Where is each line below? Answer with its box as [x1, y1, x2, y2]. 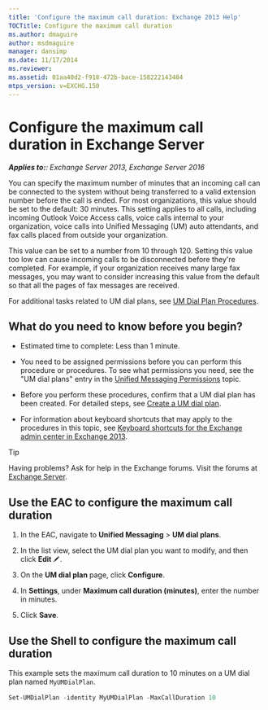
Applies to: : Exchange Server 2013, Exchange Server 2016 [8, 162, 205, 172]
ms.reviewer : [8, 65, 53, 73]
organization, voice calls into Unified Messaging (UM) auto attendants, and [8, 221, 258, 231]
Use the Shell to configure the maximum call [8, 633, 237, 647]
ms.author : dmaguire [8, 30, 79, 38]
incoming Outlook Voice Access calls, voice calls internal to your [8, 213, 225, 222]
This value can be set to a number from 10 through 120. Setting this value [8, 245, 253, 256]
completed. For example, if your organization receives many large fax [8, 263, 240, 273]
